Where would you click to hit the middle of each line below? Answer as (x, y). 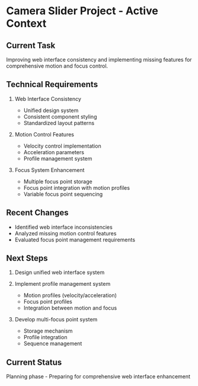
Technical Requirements (52, 84)
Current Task (31, 45)
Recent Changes (38, 213)
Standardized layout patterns (59, 123)
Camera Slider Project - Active (82, 11)
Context (26, 23)
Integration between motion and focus (70, 308)
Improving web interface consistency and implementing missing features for (99, 60)
